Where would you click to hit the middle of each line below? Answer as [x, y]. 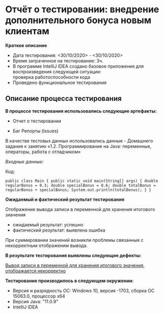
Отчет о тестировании [37, 121]
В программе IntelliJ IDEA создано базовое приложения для [78, 66]
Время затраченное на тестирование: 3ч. [58, 60]
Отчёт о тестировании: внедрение [82, 9]
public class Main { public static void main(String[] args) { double [82, 181]
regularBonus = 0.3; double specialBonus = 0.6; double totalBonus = [81, 185]
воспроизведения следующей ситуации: [57, 71]
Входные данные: [25, 161]
